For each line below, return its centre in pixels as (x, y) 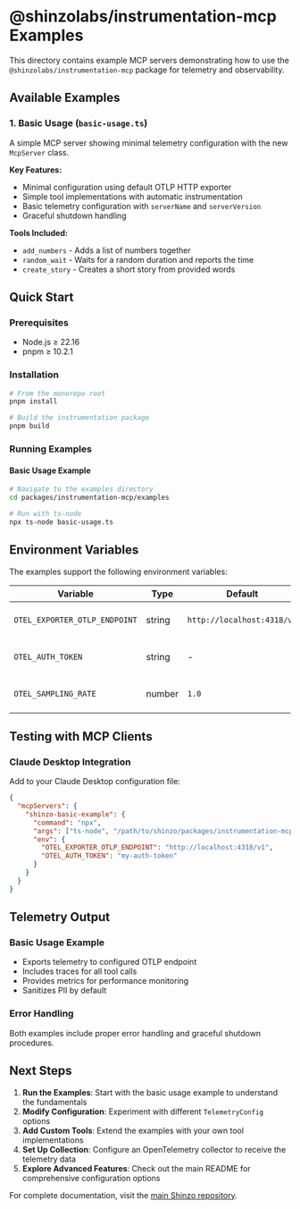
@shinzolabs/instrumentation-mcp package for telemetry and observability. (147, 70)
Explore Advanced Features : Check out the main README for (137, 1168)
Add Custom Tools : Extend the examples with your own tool (133, 1130)
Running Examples (50, 449)
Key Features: (36, 169)
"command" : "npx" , (67, 823)
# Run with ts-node (46, 513)
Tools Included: (39, 232)
